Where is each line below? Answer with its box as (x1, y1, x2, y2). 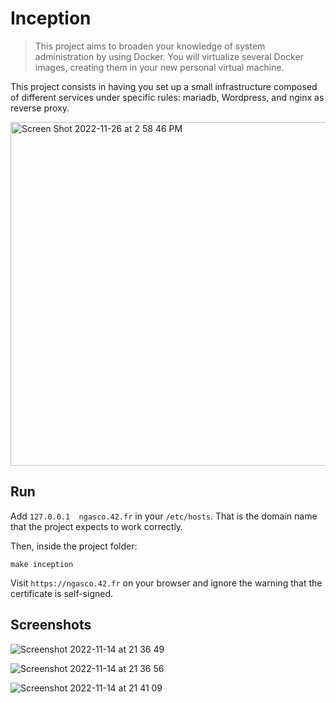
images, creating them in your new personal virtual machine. (34, 61, 285, 73)
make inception (10, 559, 74, 569)
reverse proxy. (10, 102, 70, 114)
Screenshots (10, 617, 92, 634)
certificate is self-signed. (10, 587, 114, 599)
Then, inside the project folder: (10, 540, 138, 552)
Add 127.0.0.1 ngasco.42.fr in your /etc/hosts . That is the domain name (10, 510, 318, 522)
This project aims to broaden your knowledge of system (34, 40, 266, 52)
